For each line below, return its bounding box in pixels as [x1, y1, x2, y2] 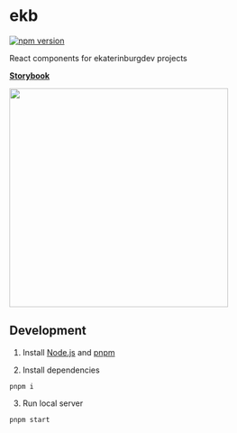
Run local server [22, 398, 84, 409]
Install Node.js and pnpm [22, 346, 115, 357]
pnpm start [9, 415, 50, 424]
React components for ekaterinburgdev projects [9, 52, 187, 63]
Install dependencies [22, 364, 101, 375]
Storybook [9, 69, 50, 81]
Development [9, 323, 87, 338]
